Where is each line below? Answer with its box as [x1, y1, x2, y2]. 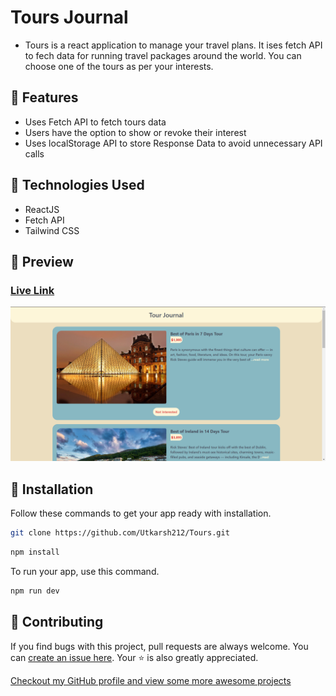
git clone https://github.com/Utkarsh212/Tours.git [10, 528, 230, 538]
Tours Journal [10, 6, 129, 29]
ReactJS [24, 203, 60, 215]
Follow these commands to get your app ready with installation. [10, 507, 272, 520]
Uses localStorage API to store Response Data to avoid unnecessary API [24, 137, 323, 149]
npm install [10, 547, 60, 558]
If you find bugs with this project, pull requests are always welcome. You [10, 640, 309, 652]
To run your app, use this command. [10, 565, 160, 577]
